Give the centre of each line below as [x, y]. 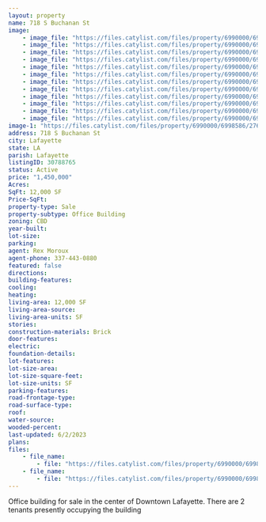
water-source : [32, 420]
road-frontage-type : [42, 398]
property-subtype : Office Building [67, 214]
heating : [23, 295]
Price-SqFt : [28, 199]
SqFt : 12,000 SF [35, 192]
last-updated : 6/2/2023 [47, 435]
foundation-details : [42, 354]
